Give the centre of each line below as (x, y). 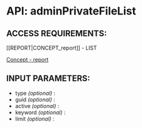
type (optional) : (35, 93)
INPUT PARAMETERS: (48, 79)
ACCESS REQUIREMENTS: (57, 34)
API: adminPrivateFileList (71, 11)
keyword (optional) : (40, 112)
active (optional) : (37, 106)
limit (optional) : (35, 118)
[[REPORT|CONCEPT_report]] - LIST (52, 48)
